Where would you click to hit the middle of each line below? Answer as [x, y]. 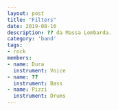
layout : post [26, 13]
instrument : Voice [40, 70]
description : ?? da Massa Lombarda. [59, 32]
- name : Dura [26, 64]
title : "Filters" [32, 20]
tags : [15, 45]
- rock [16, 52]
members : [20, 58]
